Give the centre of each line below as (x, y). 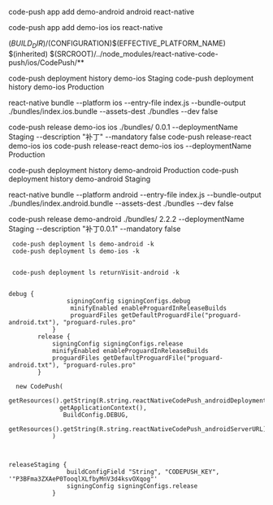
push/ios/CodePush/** (47, 62)
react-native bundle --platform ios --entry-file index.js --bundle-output (127, 102)
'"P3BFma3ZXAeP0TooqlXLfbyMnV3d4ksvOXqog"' (83, 479)
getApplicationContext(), (104, 407)
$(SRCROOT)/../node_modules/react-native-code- (134, 54)
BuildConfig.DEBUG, (96, 415)
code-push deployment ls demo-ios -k (76, 251)
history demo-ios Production (56, 87)
